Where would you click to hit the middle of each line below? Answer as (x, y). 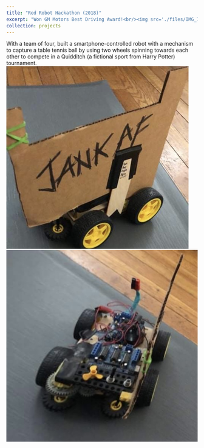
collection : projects (34, 26)
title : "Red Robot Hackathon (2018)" (54, 13)
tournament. (22, 63)
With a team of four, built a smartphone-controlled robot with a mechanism (100, 44)
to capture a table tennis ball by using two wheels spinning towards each (97, 50)
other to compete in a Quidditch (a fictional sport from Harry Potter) (91, 57)
